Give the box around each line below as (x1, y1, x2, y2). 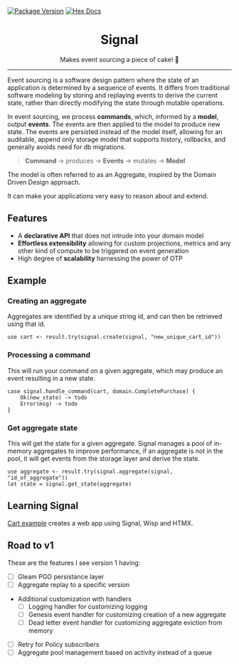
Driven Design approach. (7, 178, 80, 186)
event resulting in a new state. (7, 374, 96, 382)
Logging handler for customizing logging (28, 602, 148, 611)
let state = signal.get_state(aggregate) (7, 481, 132, 488)
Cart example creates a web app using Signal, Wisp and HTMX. (7, 519, 193, 527)
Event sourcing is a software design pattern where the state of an (7, 76, 199, 84)
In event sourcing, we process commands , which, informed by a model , (7, 112, 219, 121)
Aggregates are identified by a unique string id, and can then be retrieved (7, 312, 223, 321)
